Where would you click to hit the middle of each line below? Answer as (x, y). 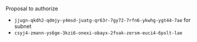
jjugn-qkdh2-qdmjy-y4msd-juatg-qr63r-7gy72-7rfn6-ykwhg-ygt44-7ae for (102, 20)
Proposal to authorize (32, 9)
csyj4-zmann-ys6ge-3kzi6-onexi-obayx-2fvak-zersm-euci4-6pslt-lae (98, 33)
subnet (23, 26)
